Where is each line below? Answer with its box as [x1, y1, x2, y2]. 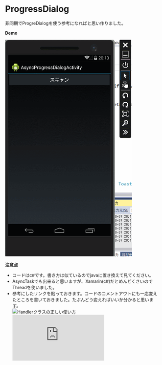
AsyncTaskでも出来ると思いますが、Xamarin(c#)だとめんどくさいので [12, 278, 153, 284]
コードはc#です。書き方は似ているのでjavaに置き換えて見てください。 [12, 272, 154, 278]
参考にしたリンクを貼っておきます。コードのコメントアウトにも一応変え [12, 290, 158, 297]
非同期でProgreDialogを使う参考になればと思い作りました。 [5, 20, 126, 26]
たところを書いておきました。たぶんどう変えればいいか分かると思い [12, 297, 149, 302]
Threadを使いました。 [12, 284, 57, 290]
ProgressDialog [5, 3, 69, 15]
